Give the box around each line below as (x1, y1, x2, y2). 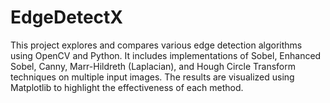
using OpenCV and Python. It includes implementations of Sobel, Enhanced (10, 49, 322, 61)
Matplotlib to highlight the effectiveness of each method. (10, 81, 244, 93)
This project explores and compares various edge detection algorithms (10, 39, 303, 51)
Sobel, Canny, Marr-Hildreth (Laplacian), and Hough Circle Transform (10, 60, 296, 72)
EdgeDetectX (10, 6, 123, 29)
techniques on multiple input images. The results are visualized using (10, 71, 295, 83)
